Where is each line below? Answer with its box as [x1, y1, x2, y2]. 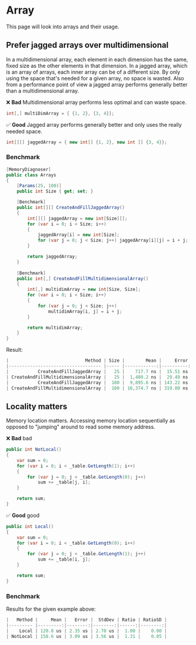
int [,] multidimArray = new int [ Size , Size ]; [27, 287, 141, 293]
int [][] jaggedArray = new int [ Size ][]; [27, 215, 128, 221]
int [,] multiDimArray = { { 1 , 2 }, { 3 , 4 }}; [6, 110, 115, 116]
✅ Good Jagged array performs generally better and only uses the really [6, 121, 182, 128]
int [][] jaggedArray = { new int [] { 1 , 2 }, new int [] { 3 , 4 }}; [6, 139, 168, 145]
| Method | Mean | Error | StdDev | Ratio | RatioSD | [6, 617, 167, 623]
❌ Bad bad [6, 435, 32, 442]
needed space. [6, 127, 42, 135]
